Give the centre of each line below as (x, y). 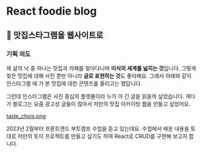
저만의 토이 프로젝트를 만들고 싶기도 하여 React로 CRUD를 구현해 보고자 (103, 136)
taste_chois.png (26, 116)
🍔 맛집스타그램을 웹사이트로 (55, 35)
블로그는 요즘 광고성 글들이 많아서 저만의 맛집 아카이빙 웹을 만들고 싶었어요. (102, 104)
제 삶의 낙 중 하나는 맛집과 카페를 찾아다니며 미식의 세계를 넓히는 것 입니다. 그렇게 (101, 68)
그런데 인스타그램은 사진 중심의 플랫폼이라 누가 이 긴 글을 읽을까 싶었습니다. (95, 96)
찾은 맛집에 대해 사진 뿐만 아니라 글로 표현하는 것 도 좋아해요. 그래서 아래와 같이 (99, 76)
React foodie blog (52, 11)
